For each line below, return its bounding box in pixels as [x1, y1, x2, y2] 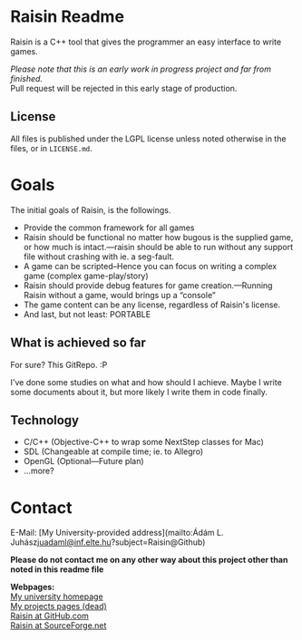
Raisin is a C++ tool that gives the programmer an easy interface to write [10, 36, 282, 47]
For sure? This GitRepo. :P [10, 359, 108, 370]
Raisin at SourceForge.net [10, 620, 107, 631]
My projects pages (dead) [10, 601, 107, 612]
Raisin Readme [10, 6, 125, 27]
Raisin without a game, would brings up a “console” [23, 289, 216, 300]
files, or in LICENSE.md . [10, 142, 93, 153]
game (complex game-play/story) [23, 270, 149, 281]
